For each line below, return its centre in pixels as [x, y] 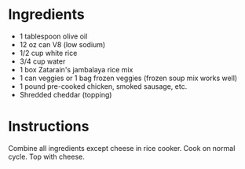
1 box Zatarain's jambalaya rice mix [76, 69]
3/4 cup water [42, 61]
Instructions [49, 127]
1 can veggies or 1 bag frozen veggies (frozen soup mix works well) [128, 78]
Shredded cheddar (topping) [66, 94]
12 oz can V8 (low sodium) [62, 44]
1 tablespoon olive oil [53, 36]
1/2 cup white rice [48, 53]
